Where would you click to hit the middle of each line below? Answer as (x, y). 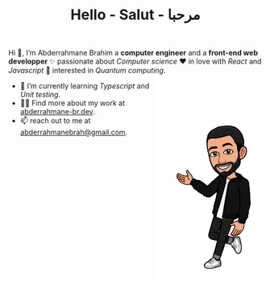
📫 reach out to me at (55, 120)
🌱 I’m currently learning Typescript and (85, 85)
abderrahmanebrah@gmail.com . (74, 132)
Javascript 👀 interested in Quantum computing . (87, 70)
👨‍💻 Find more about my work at (72, 103)
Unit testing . (40, 94)
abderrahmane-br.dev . (57, 111)
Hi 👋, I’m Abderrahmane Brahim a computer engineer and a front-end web (133, 52)
